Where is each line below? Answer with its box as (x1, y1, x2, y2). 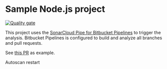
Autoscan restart (5, 59, 40, 65)
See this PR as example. (5, 50, 55, 56)
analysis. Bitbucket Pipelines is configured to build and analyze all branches (5, 35, 162, 41)
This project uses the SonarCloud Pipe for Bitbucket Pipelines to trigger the (5, 29, 161, 35)
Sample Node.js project (5, 3, 106, 15)
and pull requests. (5, 40, 43, 46)
